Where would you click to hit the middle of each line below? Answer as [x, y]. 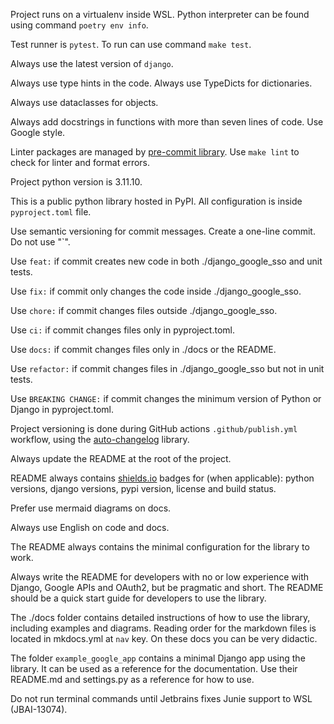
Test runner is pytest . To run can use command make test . [131, 44]
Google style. [38, 132]
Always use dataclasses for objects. [84, 102]
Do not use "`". [40, 242]
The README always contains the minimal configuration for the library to [160, 547]
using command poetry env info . [79, 25]
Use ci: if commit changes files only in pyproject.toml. [123, 330]
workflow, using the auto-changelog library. [100, 439]
